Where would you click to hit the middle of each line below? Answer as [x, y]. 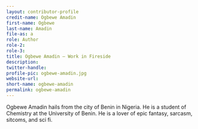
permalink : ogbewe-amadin [38, 90]
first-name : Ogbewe [31, 23]
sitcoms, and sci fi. [29, 119]
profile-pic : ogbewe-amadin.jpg [46, 73]
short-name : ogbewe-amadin [40, 85]
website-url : [22, 79]
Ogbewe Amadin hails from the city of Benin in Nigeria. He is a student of [96, 107]
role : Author [22, 40]
